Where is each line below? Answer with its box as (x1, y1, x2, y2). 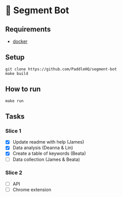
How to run (5, 85, 41, 94)
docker (12, 38, 28, 44)
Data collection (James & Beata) (12, 156, 80, 162)
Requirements (5, 25, 51, 34)
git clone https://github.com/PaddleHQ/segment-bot (5, 66, 117, 72)
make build (5, 71, 28, 76)
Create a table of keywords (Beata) (12, 150, 86, 157)
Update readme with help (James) (12, 139, 84, 145)
